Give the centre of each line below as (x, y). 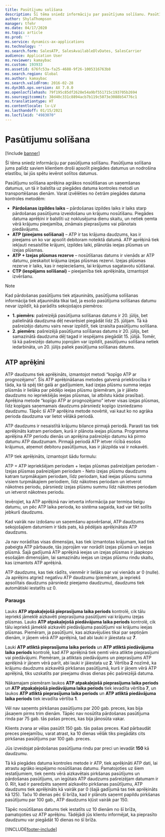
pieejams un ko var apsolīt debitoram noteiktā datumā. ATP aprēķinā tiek (86, 239)
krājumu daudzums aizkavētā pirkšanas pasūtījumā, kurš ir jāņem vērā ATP (81, 668)
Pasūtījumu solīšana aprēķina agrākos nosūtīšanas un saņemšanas (73, 182)
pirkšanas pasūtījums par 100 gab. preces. (48, 738)
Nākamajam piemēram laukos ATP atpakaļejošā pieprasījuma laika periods (82, 683)
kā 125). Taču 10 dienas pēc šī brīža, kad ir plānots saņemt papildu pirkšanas (82, 794)
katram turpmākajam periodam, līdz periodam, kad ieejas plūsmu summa (79, 476)
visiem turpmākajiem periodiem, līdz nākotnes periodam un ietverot (73, 481)
